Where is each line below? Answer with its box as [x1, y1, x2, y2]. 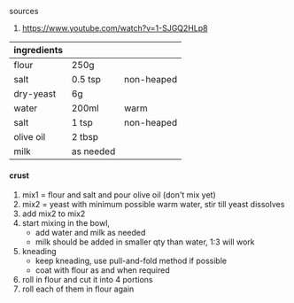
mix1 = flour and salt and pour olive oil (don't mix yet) [21, 190, 217, 200]
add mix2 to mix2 [21, 208, 86, 219]
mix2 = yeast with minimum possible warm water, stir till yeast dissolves [21, 199, 285, 210]
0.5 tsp [71, 74, 102, 85]
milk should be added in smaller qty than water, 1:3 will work [35, 237, 255, 247]
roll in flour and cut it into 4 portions [21, 275, 153, 285]
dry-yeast [13, 88, 57, 99]
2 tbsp [71, 131, 99, 143]
